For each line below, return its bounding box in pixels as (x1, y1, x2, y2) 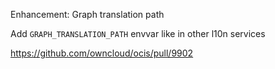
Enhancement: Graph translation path (10, 9, 165, 20)
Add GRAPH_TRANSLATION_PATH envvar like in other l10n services (10, 28, 266, 39)
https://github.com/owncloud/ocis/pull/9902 (10, 47, 194, 59)
